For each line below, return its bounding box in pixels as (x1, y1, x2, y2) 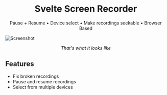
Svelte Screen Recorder (34, 3, 137, 15)
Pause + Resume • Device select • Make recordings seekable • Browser (10, 20, 162, 26)
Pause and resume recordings (12, 78, 77, 84)
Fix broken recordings (12, 73, 59, 79)
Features (5, 59, 34, 69)
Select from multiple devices (12, 84, 73, 90)
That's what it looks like (60, 45, 111, 51)
